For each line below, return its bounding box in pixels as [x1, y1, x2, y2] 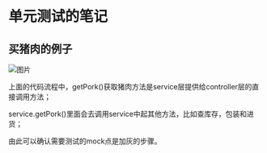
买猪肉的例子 [8, 42, 73, 56]
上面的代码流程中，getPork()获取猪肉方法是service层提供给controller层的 [8, 82, 252, 91]
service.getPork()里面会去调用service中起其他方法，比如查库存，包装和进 [8, 110, 254, 118]
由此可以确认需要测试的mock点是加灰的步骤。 [8, 136, 162, 146]
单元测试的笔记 [8, 7, 108, 26]
